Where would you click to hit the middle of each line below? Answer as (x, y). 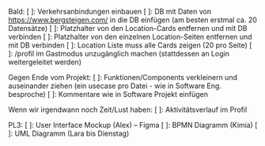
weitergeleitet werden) (45, 62)
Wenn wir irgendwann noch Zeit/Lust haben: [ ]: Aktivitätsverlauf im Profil (128, 109)
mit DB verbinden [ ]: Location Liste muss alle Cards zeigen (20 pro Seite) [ (130, 45)
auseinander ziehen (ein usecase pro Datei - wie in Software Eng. (115, 86)
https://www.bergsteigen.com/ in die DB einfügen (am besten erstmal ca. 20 (132, 20)
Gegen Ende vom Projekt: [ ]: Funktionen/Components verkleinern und (123, 77)
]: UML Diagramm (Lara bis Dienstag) (69, 133)
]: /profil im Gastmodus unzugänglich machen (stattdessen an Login (119, 54)
